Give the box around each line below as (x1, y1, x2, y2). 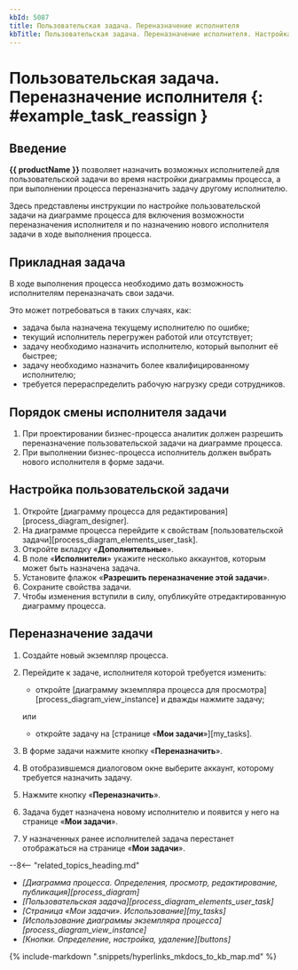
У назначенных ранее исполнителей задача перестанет (21, 833, 235, 844)
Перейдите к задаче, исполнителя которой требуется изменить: (21, 667, 267, 677)
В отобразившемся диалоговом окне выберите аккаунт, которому (21, 762, 274, 774)
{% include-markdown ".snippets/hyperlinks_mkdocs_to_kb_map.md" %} (9, 950, 278, 961)
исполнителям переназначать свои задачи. (9, 288, 175, 299)
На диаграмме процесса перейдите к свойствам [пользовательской (21, 525, 284, 535)
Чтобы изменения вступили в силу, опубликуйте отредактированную (21, 590, 286, 601)
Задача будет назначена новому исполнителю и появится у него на (21, 806, 279, 817)
